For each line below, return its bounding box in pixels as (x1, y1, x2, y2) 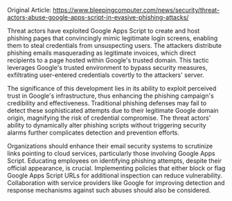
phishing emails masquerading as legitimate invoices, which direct (7, 49, 196, 57)
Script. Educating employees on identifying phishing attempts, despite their (7, 157, 222, 165)
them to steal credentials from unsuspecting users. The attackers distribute (7, 42, 222, 49)
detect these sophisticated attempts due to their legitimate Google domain (7, 107, 220, 114)
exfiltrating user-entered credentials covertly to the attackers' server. (7, 71, 204, 79)
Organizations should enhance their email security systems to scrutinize (7, 142, 213, 150)
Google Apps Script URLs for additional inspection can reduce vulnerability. (7, 171, 223, 180)
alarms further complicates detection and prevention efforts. (7, 128, 180, 137)
